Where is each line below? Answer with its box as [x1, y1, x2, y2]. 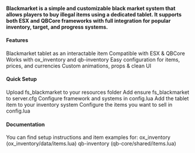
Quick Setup [6, 76, 37, 83]
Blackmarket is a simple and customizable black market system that [6, 5, 176, 12]
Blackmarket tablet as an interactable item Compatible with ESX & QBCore [6, 50, 185, 57]
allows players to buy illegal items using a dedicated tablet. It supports [6, 11, 182, 18]
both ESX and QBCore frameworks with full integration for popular [6, 17, 171, 24]
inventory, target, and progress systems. [6, 23, 108, 30]
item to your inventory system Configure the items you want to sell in [6, 101, 173, 108]
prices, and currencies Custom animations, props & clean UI [6, 62, 152, 69]
